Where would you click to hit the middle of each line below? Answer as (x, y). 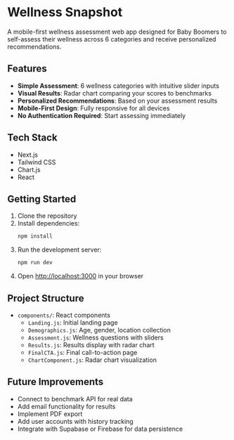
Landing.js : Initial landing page (73, 322)
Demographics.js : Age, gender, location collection (99, 330)
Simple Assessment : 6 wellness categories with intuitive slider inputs (118, 86)
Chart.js (29, 169)
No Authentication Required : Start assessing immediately (102, 115)
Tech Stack (32, 138)
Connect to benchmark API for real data (75, 399)
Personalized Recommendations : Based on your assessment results (117, 101)
